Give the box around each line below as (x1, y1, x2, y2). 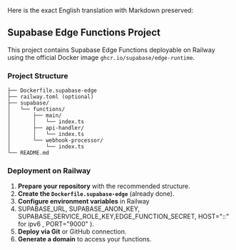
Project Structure (7, 71, 68, 80)
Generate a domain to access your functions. (17, 235, 152, 244)
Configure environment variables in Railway (17, 197, 150, 206)
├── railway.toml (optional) (7, 93, 94, 100)
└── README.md (7, 150, 50, 157)
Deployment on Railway (7, 166, 91, 176)
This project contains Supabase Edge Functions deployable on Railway (7, 46, 215, 54)
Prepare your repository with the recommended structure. (17, 182, 190, 191)
